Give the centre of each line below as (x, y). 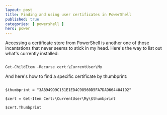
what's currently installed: (32, 54)
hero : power (18, 29)
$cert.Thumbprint (23, 108)
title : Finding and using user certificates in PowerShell (68, 15)
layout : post (19, 10)
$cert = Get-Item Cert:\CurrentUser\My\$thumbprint (60, 99)
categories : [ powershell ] (35, 24)
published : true (22, 19)
